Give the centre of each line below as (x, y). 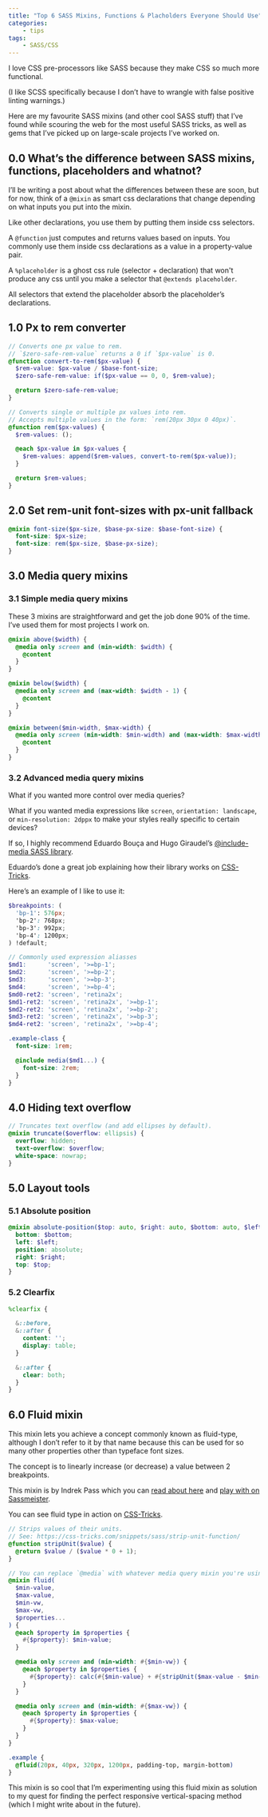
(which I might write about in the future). (75, 1805)
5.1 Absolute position (50, 1211)
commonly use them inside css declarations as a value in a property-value (130, 246)
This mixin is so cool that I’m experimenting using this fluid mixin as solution (133, 1787)
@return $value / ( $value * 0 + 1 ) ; (76, 1551)
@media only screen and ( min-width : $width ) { (94, 647)
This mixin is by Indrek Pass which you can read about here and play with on (134, 1490)
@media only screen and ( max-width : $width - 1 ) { (101, 691)
